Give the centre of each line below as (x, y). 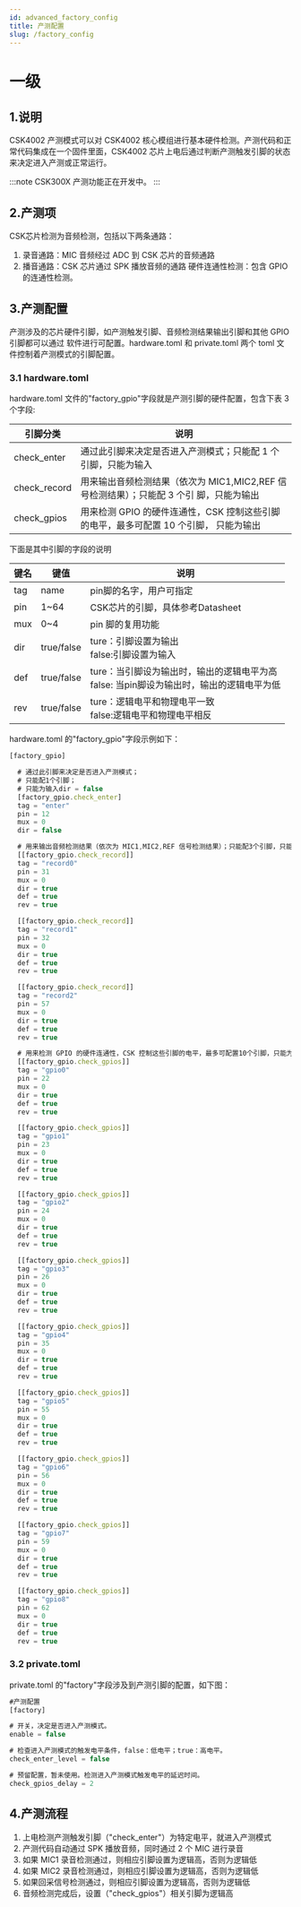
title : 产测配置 (37, 26)
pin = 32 (34, 937)
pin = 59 (34, 1541)
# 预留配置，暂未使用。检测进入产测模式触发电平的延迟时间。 (107, 1775)
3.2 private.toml (45, 1664)
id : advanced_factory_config (64, 17)
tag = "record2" (47, 996)
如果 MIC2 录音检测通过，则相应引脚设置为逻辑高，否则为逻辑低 (140, 1870)
